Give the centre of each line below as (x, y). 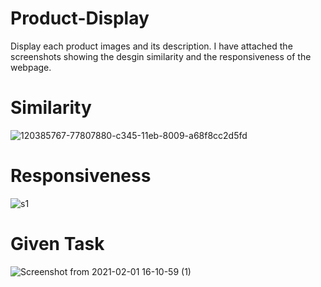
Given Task (57, 244)
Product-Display (80, 18)
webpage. (31, 67)
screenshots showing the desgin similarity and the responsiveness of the (161, 56)
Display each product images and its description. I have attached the (151, 46)
